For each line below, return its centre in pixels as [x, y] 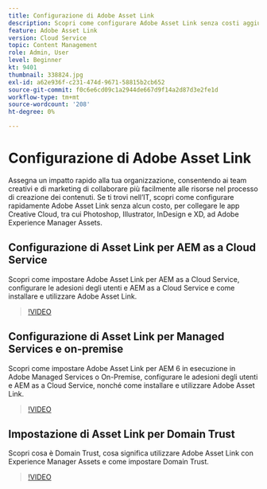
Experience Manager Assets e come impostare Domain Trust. [108, 462]
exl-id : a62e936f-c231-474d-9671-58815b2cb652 [87, 82]
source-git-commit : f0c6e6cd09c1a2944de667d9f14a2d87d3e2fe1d [113, 90]
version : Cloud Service [48, 38]
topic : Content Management [53, 45]
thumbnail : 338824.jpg [46, 75]
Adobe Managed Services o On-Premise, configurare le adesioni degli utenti [133, 377]
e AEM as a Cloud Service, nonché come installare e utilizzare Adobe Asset [132, 385]
